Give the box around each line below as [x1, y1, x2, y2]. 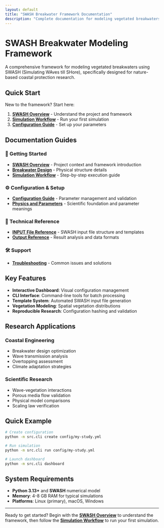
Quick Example [5, 417, 52, 425]
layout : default [5, 7, 38, 12]
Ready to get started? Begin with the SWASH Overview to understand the [5, 512, 154, 518]
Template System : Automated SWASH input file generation [12, 298, 132, 303]
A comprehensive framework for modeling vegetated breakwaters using [5, 64, 150, 70]
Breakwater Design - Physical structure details [12, 167, 107, 173]
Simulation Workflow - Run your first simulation [12, 116, 109, 123]
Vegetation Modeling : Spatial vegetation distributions [12, 302, 121, 309]
